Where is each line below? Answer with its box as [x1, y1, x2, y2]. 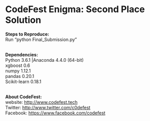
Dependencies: [5, 52, 39, 58]
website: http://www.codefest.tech [5, 99, 78, 105]
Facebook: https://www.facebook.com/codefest [5, 110, 105, 116]
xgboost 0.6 [5, 62, 30, 68]
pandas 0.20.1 [5, 73, 34, 79]
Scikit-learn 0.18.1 [5, 78, 42, 85]
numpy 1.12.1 [5, 67, 31, 74]
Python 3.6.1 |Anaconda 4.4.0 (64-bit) [5, 57, 84, 63]
